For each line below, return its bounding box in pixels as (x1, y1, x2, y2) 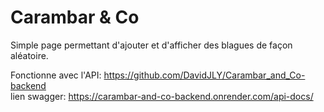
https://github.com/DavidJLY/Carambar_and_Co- (103, 69, 306, 81)
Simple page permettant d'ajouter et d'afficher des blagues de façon (10, 39, 293, 51)
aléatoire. (10, 49, 49, 61)
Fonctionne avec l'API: (10, 69, 102, 81)
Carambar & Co (10, 6, 140, 29)
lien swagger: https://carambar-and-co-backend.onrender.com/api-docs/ (10, 90, 314, 102)
